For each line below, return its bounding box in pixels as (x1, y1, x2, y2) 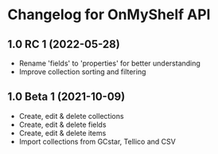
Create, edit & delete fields (18, 120, 107, 129)
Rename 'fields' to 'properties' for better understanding (18, 58, 200, 68)
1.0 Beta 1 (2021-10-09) (7, 90, 126, 104)
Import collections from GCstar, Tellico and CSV (18, 136, 176, 146)
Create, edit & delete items (18, 128, 107, 137)
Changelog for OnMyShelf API (7, 6, 211, 24)
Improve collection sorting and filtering (18, 67, 146, 77)
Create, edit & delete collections (18, 111, 124, 120)
